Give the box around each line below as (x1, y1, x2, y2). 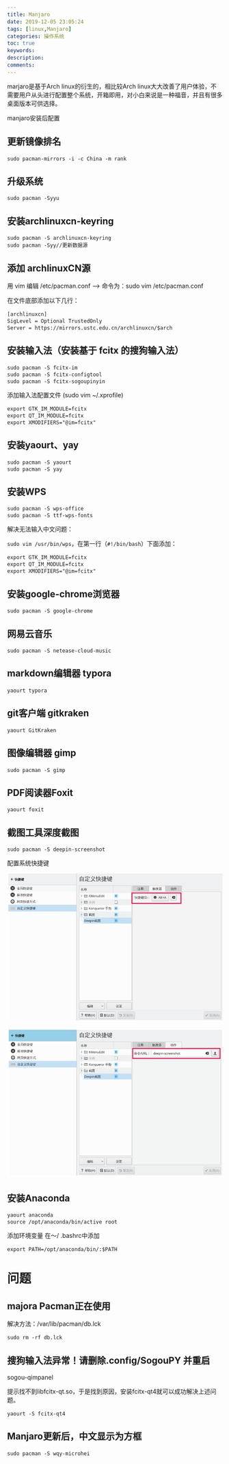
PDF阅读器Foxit (7, 786, 73, 798)
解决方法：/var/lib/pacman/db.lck (7, 1319, 101, 1328)
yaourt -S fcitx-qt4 (7, 1411, 66, 1417)
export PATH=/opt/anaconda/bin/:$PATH (7, 1246, 118, 1253)
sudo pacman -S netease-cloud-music (7, 647, 111, 654)
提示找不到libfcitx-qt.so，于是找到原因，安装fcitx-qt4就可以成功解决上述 (7, 1387, 211, 1395)
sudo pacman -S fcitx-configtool (7, 371, 103, 378)
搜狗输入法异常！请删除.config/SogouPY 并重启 (7, 1354, 211, 1366)
